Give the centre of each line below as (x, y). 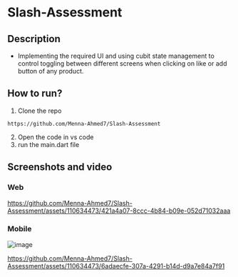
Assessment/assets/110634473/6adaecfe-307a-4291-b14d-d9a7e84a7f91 (116, 266)
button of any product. (51, 71)
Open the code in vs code (56, 137)
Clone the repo (40, 111)
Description (34, 39)
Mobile (20, 229)
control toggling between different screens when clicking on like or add (122, 64)
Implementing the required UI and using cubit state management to (116, 56)
